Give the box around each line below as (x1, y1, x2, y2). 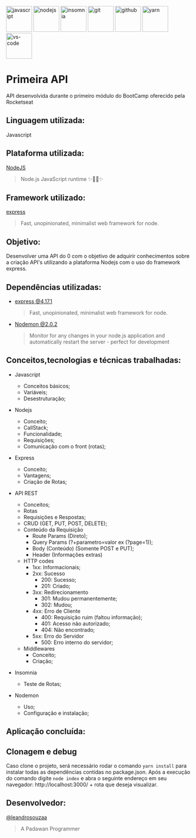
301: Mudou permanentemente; (41, 595, 118, 602)
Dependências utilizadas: (6, 282, 102, 292)
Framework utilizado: (6, 193, 86, 203)
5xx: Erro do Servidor (32, 632, 84, 639)
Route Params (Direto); (32, 532, 88, 539)
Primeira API (6, 73, 68, 86)
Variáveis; (23, 388, 48, 395)
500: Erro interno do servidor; (41, 639, 114, 646)
